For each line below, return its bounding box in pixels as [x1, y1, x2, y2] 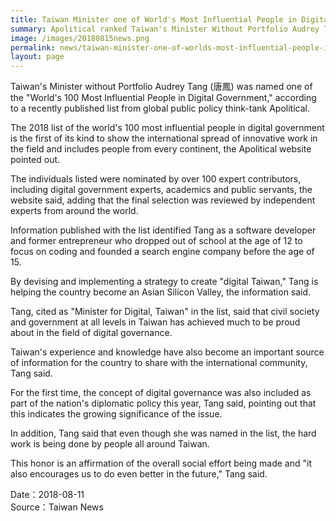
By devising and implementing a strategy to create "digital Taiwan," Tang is [10, 276, 319, 288]
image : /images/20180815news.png [10, 33, 150, 43]
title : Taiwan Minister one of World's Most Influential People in [10, 14, 298, 25]
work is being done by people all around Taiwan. [10, 438, 210, 450]
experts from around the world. [10, 205, 139, 217]
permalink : [10, 42, 56, 53]
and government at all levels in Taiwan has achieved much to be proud [10, 316, 301, 328]
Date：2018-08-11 [10, 489, 85, 501]
